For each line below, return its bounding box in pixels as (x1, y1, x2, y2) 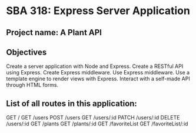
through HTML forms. (6, 81, 59, 88)
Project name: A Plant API (6, 28, 102, 37)
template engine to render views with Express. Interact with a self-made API (6, 75, 190, 83)
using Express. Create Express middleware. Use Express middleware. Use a (6, 69, 190, 76)
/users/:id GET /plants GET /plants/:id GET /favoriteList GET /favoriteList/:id (6, 120, 188, 127)
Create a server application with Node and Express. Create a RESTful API (6, 63, 184, 70)
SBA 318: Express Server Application (6, 4, 190, 18)
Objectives (6, 47, 47, 57)
